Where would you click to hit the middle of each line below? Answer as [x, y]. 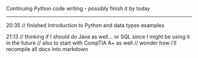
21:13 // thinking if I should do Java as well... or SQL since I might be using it [98, 37]
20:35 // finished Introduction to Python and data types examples [85, 25]
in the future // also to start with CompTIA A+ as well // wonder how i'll [91, 43]
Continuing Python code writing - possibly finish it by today [78, 8]
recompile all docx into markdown [47, 49]
